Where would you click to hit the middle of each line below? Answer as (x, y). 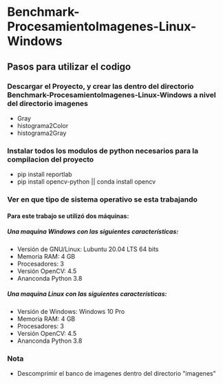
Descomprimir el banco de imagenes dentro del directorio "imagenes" (116, 373)
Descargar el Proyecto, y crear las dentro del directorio (100, 86)
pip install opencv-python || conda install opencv (86, 182)
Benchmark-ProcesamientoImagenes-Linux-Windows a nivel (111, 95)
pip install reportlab (44, 174)
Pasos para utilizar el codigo (69, 66)
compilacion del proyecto (51, 159)
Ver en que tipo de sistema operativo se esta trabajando (102, 200)
